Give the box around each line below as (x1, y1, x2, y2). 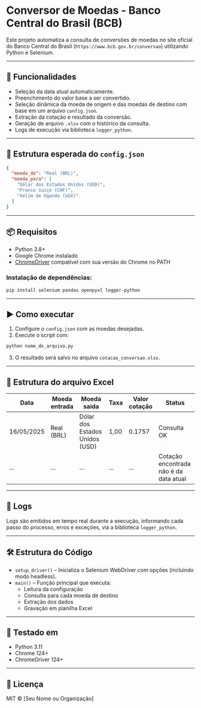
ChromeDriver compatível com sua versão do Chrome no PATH (14, 258, 170, 266)
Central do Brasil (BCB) (6, 16, 123, 30)
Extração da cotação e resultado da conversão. (14, 113, 132, 120)
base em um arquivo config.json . (14, 107, 98, 114)
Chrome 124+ (14, 650, 49, 657)
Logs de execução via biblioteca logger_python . (14, 126, 133, 133)
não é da (158, 467, 183, 475)
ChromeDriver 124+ (14, 656, 64, 663)
